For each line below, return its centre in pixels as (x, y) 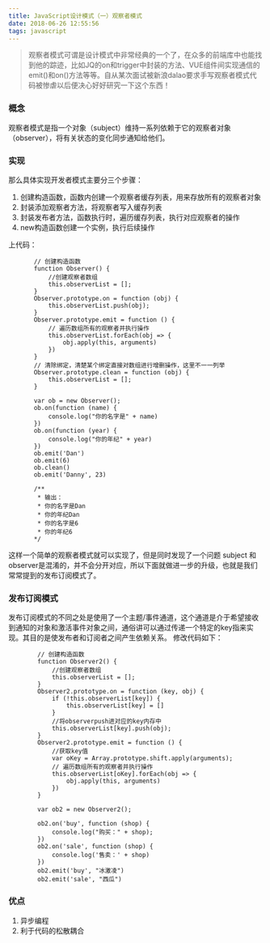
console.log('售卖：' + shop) (101, 856)
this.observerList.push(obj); (99, 305)
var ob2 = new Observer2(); (84, 810)
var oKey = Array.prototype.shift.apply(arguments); (142, 758)
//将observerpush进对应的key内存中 (106, 722)
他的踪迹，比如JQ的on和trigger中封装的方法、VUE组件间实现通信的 (148, 65)
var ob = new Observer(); (77, 401)
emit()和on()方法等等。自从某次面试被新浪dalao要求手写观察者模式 (139, 75)
